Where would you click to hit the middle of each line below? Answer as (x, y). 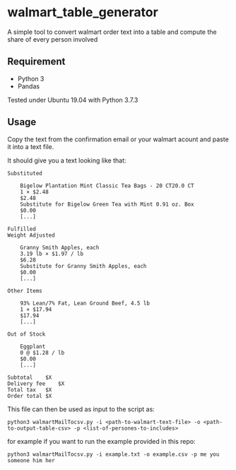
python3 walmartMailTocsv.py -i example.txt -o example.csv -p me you (113, 454)
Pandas (29, 86)
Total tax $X (30, 389)
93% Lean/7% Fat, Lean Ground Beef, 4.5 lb (85, 303)
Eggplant (33, 346)
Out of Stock (26, 334)
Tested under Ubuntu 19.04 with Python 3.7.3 (73, 100)
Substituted (25, 173)
